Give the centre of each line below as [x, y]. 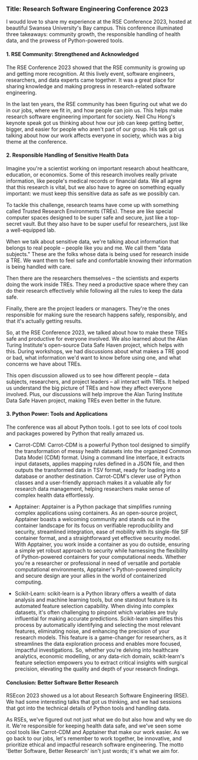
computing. [29, 582]
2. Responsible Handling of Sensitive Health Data [67, 155]
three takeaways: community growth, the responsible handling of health [93, 34]
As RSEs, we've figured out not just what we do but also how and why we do [99, 720]
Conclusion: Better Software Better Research [62, 683]
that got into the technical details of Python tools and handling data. [88, 708]
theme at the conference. [37, 141]
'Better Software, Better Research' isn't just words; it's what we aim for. [93, 751]
